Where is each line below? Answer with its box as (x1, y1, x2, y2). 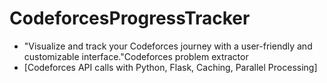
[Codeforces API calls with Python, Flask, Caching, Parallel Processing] (23, 61, 318, 73)
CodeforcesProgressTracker (9, 7, 251, 30)
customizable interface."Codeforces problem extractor (23, 50, 249, 62)
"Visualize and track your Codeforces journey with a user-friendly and (23, 40, 313, 52)
